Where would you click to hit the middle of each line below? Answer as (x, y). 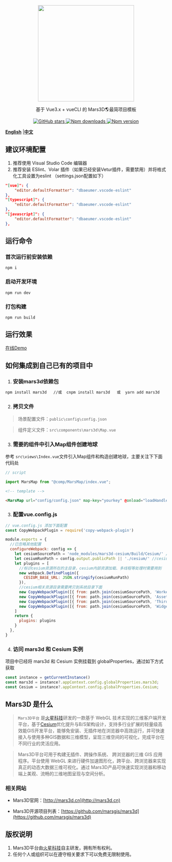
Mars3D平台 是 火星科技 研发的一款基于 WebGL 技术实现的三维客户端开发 (92, 718)
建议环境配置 (26, 150)
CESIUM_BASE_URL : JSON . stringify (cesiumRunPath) (77, 578)
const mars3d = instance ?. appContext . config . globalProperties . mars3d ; (82, 682)
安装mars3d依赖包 (36, 382)
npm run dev (18, 293)
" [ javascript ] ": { (25, 214)
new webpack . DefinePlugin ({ (49, 573)
